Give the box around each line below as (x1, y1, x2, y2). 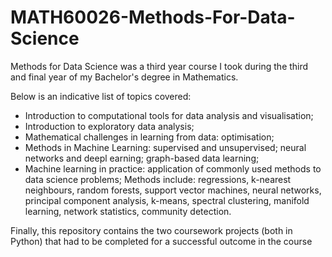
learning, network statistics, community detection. (24, 205, 232, 217)
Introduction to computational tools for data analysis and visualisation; (24, 109, 314, 121)
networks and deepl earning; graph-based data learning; (24, 152, 260, 164)
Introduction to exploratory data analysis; (24, 120, 195, 132)
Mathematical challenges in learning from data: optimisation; (24, 131, 275, 143)
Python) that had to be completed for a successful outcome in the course (10, 235, 313, 247)
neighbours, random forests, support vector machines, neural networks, (24, 184, 322, 196)
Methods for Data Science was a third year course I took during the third (10, 60, 309, 72)
